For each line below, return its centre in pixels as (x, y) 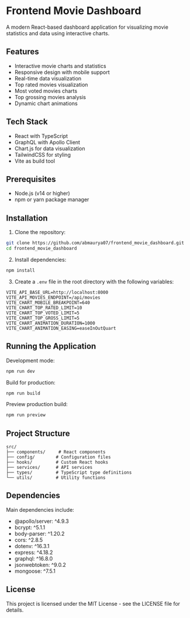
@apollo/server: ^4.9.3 (42, 521)
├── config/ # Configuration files (58, 457)
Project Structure (38, 433)
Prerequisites (31, 179)
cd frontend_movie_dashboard (42, 249)
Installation (27, 218)
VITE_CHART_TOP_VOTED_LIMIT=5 (43, 313)
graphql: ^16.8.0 (34, 558)
